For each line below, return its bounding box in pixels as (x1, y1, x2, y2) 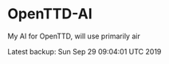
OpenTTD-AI (7, 5, 92, 23)
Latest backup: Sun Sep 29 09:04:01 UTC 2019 (7, 46, 162, 56)
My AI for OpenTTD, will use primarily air (7, 31, 140, 41)
